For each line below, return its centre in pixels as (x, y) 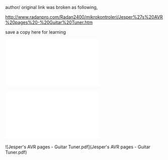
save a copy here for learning (36, 32)
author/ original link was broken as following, (52, 7)
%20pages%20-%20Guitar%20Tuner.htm (49, 22)
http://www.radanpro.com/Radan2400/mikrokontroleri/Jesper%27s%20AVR (84, 17)
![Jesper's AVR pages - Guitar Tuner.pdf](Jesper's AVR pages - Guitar (78, 147)
